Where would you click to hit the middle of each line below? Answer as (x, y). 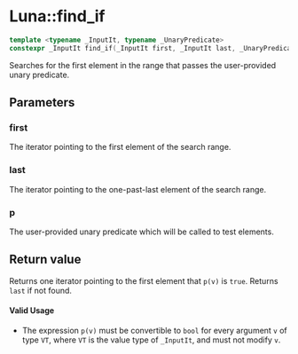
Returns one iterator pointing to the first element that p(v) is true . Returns (144, 280)
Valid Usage (32, 311)
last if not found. (41, 290)
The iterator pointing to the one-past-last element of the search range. (138, 189)
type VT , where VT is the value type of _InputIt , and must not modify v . (151, 340)
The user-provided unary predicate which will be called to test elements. (142, 232)
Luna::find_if (57, 16)
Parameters (42, 102)
